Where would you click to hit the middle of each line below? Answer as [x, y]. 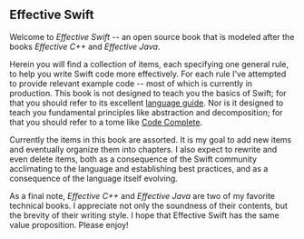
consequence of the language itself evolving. [94, 178]
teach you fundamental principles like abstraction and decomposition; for [146, 112]
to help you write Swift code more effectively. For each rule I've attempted [148, 74]
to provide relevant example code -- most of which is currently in [131, 83]
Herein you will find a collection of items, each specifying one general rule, [149, 64]
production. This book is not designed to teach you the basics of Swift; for [148, 93]
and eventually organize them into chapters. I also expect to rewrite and [143, 149]
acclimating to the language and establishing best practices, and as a [139, 168]
